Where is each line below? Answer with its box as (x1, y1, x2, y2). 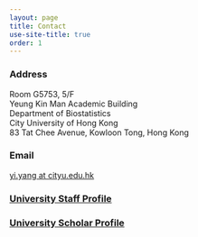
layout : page (9, 13, 59, 23)
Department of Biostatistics (9, 107, 111, 118)
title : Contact (9, 22, 67, 31)
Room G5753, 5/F (9, 88, 75, 99)
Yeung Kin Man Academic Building (9, 98, 138, 109)
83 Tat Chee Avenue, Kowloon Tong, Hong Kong (9, 127, 190, 138)
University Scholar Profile (9, 216, 125, 229)
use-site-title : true (9, 30, 91, 39)
